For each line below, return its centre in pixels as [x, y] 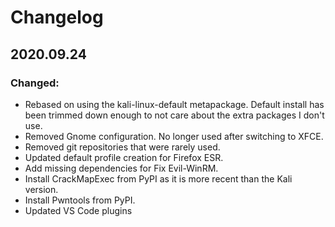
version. [41, 189]
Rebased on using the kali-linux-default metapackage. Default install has [174, 104]
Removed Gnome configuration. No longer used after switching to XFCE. [174, 136]
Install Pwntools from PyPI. [80, 200]
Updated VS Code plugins [78, 210]
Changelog [57, 17]
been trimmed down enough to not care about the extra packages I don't [174, 115]
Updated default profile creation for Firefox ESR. [124, 157]
